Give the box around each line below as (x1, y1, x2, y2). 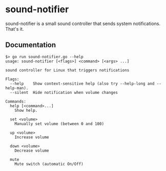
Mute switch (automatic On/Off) (14, 161, 84, 166)
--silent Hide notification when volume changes (10, 90, 118, 95)
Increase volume (14, 134, 50, 140)
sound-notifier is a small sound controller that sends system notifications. (5, 20, 161, 27)
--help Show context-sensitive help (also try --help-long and (10, 81, 155, 86)
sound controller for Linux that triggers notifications (5, 67, 130, 72)
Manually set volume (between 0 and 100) (14, 121, 104, 126)
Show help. (14, 108, 38, 113)
